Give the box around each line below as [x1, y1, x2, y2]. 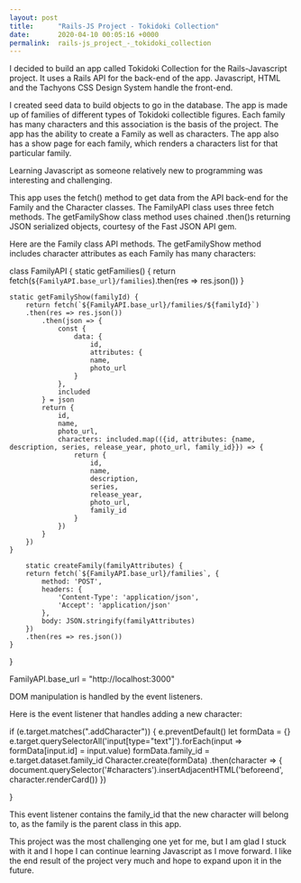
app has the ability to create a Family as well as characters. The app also [9, 128, 279, 140]
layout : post [9, 13, 59, 23]
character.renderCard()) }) [9, 774, 106, 785]
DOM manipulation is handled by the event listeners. [9, 692, 204, 702]
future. [9, 865, 34, 876]
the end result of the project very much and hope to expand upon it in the [9, 855, 282, 867]
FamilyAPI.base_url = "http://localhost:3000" [9, 674, 176, 684]
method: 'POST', [41, 577, 103, 587]
